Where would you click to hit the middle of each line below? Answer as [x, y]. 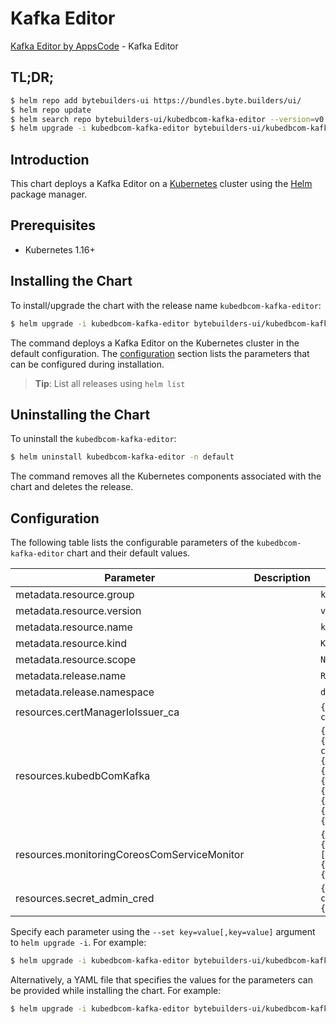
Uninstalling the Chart [80, 414]
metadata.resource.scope [76, 660]
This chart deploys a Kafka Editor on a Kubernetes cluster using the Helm [161, 184]
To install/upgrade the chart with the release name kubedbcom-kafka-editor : [166, 305]
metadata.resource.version [78, 611]
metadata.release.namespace [85, 692]
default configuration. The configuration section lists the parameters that [160, 353]
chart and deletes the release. [72, 487]
